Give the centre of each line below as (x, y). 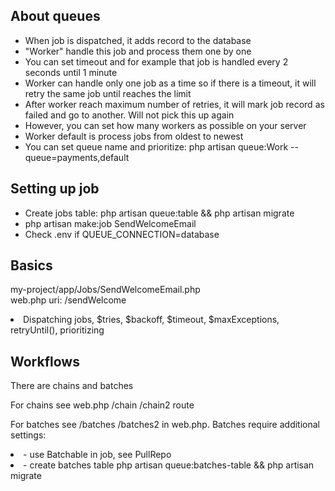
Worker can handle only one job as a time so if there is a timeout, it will (170, 83)
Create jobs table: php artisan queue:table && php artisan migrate (159, 213)
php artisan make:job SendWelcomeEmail (110, 223)
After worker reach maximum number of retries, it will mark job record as (174, 104)
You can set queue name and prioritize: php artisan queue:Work (156, 146)
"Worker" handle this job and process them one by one (138, 51)
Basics (31, 265)
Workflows (45, 361)
